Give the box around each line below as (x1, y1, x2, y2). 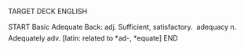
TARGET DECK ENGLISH (8, 7, 88, 16)
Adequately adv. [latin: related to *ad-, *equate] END (8, 34, 178, 42)
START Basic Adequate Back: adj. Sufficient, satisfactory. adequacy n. (8, 23, 237, 31)
